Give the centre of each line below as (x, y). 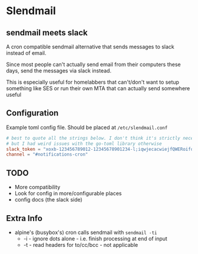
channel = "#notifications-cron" (47, 154)
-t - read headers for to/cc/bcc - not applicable (81, 245)
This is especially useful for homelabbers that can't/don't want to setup (93, 82)
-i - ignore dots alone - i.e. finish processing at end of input (95, 238)
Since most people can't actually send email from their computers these (93, 64)
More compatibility (37, 187)
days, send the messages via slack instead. (59, 71)
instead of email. (26, 53)
